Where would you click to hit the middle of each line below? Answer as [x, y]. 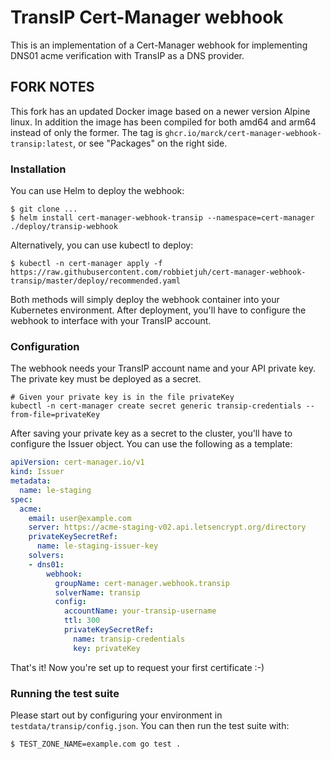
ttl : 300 [82, 621]
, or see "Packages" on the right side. [150, 143]
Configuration [45, 346]
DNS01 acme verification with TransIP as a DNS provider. [127, 55]
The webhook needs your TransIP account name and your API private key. [163, 368]
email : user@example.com [80, 518]
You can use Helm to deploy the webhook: [97, 191]
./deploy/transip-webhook [64, 227]
